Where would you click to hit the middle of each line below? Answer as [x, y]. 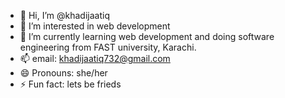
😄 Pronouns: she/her [63, 73]
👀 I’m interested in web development [95, 26]
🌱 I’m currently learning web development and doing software [147, 36]
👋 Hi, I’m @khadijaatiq [64, 15]
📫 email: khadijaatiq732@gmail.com [95, 58]
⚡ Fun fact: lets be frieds [70, 84]
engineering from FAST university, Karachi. [108, 47]
